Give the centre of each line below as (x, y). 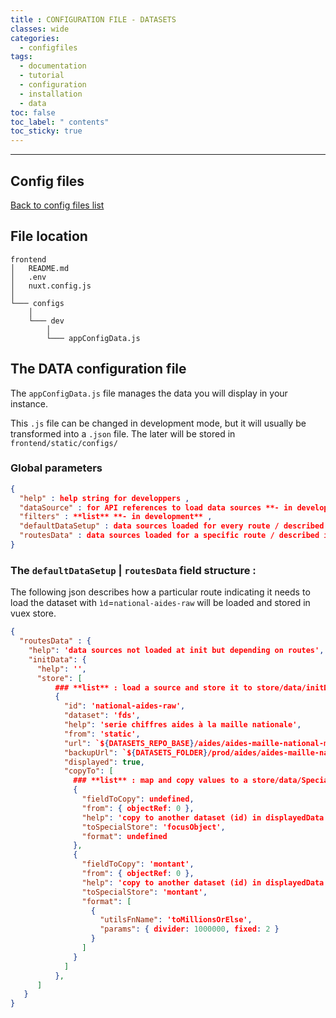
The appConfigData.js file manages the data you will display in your (149, 393)
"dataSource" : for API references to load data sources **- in (156, 507)
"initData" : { (57, 659)
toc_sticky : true (46, 131)
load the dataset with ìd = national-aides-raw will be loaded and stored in (160, 603)
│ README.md (40, 268)
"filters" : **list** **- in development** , (116, 517)
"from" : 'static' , (102, 734)
